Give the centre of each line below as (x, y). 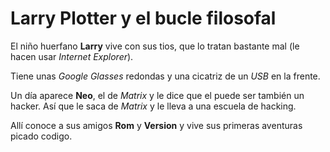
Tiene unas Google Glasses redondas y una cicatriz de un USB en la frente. (165, 76)
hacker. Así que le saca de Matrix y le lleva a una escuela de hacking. (153, 106)
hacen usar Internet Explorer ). (72, 56)
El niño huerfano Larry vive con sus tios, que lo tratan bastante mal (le (155, 46)
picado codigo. (41, 136)
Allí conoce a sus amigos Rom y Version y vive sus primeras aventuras (156, 125)
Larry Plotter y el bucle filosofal (143, 18)
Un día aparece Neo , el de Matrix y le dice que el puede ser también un (157, 95)
